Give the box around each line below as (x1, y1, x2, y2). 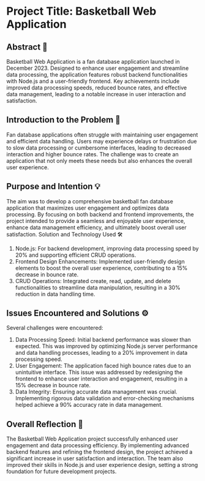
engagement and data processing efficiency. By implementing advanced (6, 442, 190, 449)
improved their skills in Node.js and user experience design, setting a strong (6, 461, 198, 469)
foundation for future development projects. (6, 468, 117, 475)
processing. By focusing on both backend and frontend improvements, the (6, 210, 194, 218)
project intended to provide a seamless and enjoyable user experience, (6, 217, 185, 224)
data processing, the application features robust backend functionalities (6, 71, 188, 78)
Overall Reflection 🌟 (6, 419, 84, 430)
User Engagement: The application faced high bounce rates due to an (15, 362, 192, 369)
